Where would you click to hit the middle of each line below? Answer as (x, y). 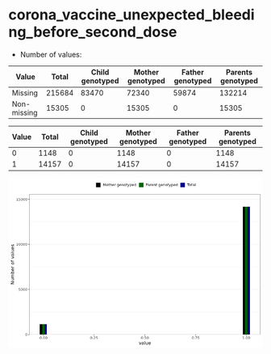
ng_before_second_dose (93, 32)
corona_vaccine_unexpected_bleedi (132, 15)
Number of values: (51, 54)
